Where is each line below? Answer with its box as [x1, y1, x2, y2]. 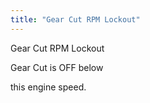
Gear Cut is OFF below [10, 61, 104, 73]
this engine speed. [10, 81, 87, 93]
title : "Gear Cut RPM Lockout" [10, 14, 141, 25]
